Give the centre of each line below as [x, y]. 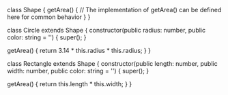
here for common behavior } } [49, 17]
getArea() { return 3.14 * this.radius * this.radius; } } [79, 51]
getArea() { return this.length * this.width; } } [70, 84]
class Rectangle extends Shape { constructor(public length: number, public [112, 63]
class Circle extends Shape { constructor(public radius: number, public [106, 30]
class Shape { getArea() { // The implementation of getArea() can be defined [114, 10]
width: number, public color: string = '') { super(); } [78, 71]
